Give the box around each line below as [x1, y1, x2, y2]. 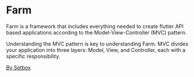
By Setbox [6, 64, 31, 71]
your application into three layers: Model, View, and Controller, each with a [6, 46, 186, 53]
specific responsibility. [6, 52, 60, 60]
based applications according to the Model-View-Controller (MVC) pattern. [6, 29, 187, 36]
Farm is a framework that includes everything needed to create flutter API [6, 23, 184, 30]
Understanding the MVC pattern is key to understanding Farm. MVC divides [6, 40, 189, 47]
